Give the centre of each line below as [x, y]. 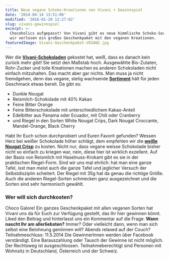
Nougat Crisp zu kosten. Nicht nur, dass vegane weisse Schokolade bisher [83, 146]
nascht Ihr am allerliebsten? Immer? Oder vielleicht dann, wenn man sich [81, 224]
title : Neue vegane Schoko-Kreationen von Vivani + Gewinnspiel [74, 10]
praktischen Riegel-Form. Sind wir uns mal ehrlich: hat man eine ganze [78, 163]
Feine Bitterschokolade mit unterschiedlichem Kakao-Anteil [74, 110]
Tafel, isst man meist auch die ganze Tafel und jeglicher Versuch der [76, 168]
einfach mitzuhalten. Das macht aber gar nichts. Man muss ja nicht [74, 73]
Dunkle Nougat [28, 93]
